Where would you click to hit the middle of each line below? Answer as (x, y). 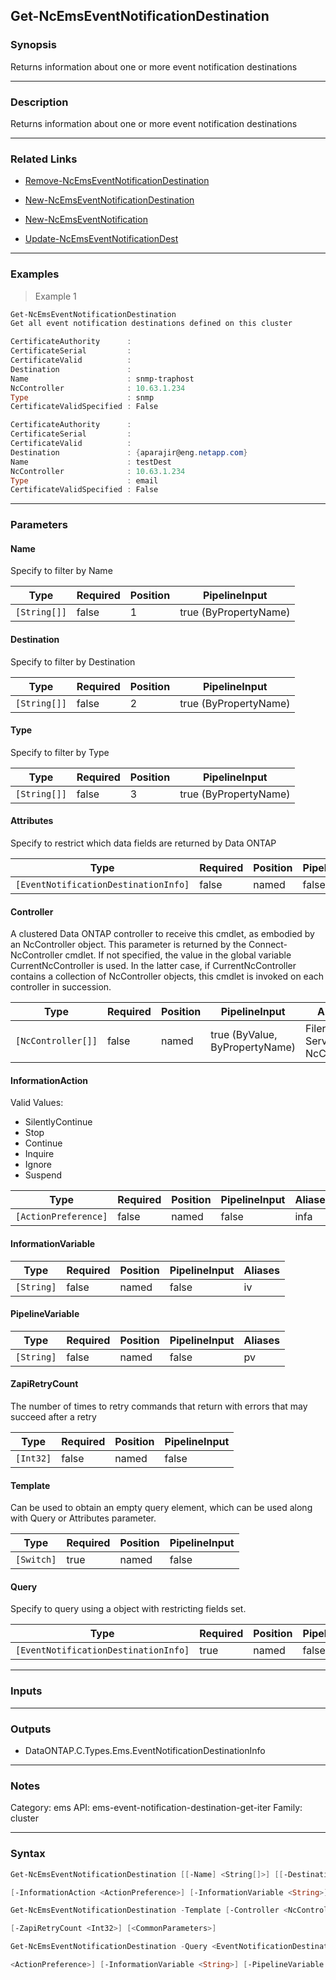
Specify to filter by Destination (73, 661)
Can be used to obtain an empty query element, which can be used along (161, 1508)
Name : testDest (91, 462)
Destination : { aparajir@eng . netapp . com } (129, 452)
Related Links (44, 159)
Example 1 (55, 296)
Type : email (84, 480)
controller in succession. (61, 987)
